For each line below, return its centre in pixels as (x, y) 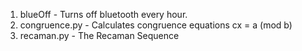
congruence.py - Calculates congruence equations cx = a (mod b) (156, 25)
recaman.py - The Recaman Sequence (99, 35)
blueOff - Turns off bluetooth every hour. (103, 14)
